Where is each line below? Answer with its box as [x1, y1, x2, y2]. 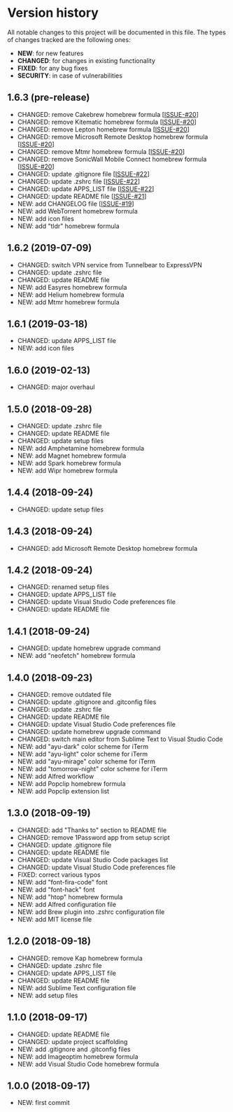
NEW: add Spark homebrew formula [17, 459, 121, 467]
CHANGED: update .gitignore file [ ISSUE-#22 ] [17, 169, 150, 178]
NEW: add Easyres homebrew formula [17, 283, 127, 291]
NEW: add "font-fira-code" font [17, 878, 108, 886]
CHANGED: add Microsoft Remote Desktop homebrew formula [17, 544, 198, 552]
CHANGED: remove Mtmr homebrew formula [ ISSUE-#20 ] [17, 147, 185, 155]
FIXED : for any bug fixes [17, 64, 88, 72]
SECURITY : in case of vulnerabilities [17, 71, 122, 80]
